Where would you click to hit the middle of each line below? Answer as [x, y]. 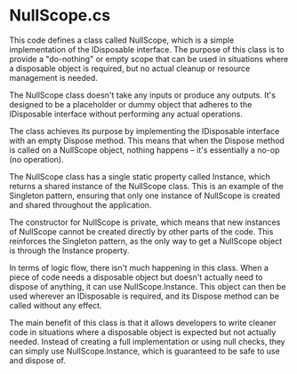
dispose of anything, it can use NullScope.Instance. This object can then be [148, 286]
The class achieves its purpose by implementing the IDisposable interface [144, 131]
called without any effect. [56, 305]
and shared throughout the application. [80, 204]
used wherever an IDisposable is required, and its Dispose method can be [144, 296]
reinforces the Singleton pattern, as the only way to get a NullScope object [146, 241]
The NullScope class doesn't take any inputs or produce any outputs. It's [142, 95]
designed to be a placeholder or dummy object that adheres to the [131, 104]
